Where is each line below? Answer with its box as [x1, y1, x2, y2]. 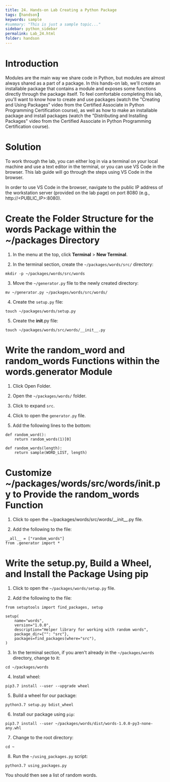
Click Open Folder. [12, 383, 52, 389]
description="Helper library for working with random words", [14, 627, 149, 632]
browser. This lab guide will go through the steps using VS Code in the [5, 169, 152, 175]
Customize [5, 467, 52, 478]
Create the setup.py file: [12, 299, 63, 305]
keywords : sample [5, 17, 42, 22]
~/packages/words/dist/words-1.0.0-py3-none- [55, 721, 153, 726]
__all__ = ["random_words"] [5, 536, 65, 541]
